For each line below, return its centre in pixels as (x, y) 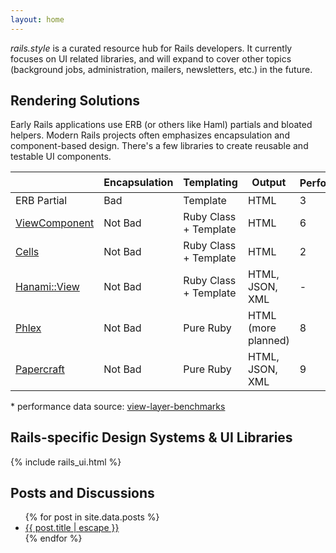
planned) (268, 340)
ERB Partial (41, 200)
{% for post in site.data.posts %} (92, 517)
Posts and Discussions (82, 492)
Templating (210, 183)
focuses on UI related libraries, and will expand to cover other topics (151, 58)
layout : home (37, 19)
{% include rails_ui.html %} (66, 462)
